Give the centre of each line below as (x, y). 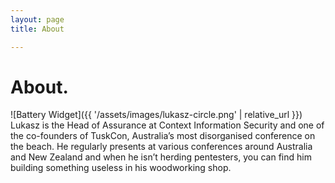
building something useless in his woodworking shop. (121, 168)
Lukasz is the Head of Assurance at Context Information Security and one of (167, 125)
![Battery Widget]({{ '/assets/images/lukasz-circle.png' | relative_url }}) (156, 115)
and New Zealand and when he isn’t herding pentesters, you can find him (161, 157)
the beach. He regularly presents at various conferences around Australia (161, 147)
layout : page (37, 19)
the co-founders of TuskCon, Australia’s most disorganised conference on (163, 136)
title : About (37, 29)
